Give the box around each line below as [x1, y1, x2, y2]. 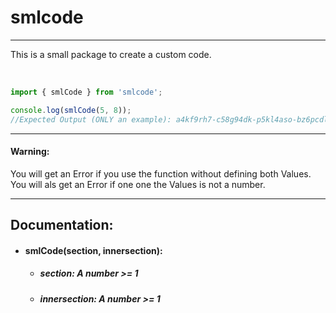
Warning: [10, 146, 50, 158]
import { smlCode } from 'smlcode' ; [10, 87, 163, 97]
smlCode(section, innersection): [24, 244, 163, 256]
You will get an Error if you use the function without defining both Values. [10, 167, 312, 180]
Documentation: [10, 217, 114, 234]
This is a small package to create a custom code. [10, 48, 212, 60]
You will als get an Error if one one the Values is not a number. [10, 178, 266, 190]
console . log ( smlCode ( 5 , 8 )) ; [10, 105, 132, 115]
